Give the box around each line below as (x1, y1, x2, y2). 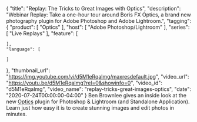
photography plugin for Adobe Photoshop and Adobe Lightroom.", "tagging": (6, 18, 192, 24)
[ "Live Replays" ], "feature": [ (6, 30, 78, 37)
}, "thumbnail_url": (6, 67, 51, 74)
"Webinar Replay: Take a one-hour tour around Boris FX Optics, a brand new (6, 11, 191, 18)
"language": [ (6, 46, 41, 52)
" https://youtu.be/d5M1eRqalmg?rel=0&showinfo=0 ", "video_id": (6, 79, 163, 86)
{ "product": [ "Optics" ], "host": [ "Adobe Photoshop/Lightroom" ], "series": (6, 23, 190, 30)
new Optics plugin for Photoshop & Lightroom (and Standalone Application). (6, 98, 190, 105)
